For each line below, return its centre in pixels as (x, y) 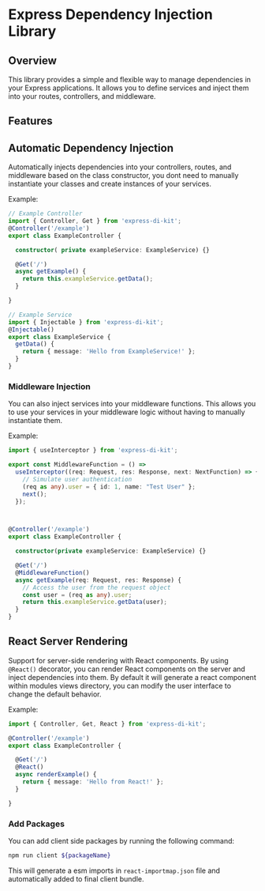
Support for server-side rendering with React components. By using (118, 660)
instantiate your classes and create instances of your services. (110, 184)
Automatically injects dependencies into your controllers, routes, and (120, 167)
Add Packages (37, 824)
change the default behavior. (55, 694)
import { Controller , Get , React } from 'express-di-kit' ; (107, 724)
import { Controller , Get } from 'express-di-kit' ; (95, 221)
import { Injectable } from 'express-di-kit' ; (86, 322)
